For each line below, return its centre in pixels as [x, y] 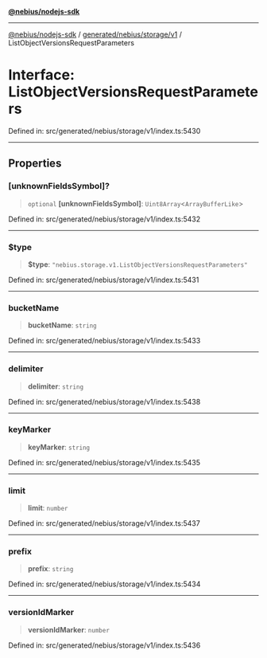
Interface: [42, 75]
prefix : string [50, 569]
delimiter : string [56, 386]
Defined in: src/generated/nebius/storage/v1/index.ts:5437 [104, 523]
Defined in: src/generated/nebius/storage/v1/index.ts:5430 [104, 131]
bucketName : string [62, 325]
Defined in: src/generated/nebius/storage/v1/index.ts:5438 [104, 401]
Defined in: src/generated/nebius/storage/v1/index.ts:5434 [104, 584]
